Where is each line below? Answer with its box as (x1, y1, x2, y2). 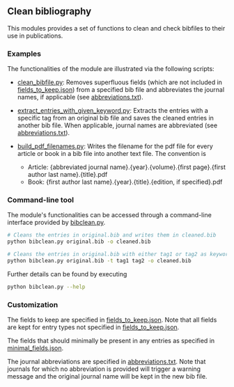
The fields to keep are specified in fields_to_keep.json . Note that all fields (7, 316, 217, 324)
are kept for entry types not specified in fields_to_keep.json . (7, 323, 180, 331)
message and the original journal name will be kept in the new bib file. (7, 372, 208, 381)
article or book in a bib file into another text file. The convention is (17, 150, 207, 158)
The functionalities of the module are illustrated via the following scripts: (7, 65, 214, 73)
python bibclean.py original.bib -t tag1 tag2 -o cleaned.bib (7, 258, 192, 264)
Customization (7, 299, 58, 309)
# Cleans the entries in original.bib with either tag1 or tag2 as (7, 251, 208, 258)
